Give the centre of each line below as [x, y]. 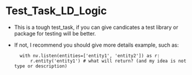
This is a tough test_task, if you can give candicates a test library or [96, 27]
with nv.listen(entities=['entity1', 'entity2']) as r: [90, 56]
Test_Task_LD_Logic [56, 11]
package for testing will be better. [55, 33]
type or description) [40, 66]
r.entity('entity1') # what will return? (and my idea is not [108, 61]
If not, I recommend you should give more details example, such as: [96, 45]
